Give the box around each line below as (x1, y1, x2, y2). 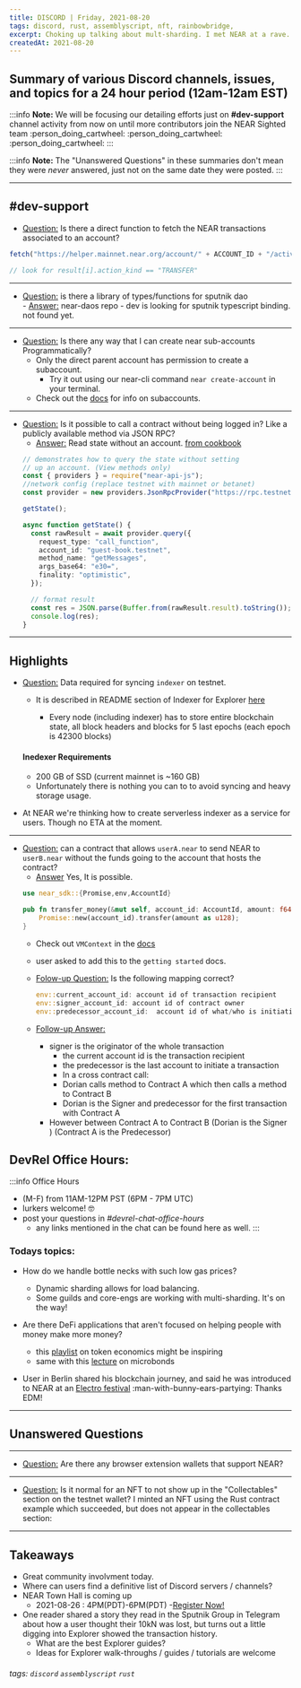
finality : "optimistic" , (39, 570, 132, 579)
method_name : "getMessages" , (39, 553, 148, 563)
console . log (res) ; (30, 612, 99, 621)
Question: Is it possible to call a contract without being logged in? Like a (21, 418, 288, 429)
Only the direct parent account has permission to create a (35, 354, 249, 365)
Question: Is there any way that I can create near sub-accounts (21, 335, 255, 346)
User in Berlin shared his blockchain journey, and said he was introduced (21, 1373, 292, 1384)
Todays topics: (9, 1245, 75, 1257)
